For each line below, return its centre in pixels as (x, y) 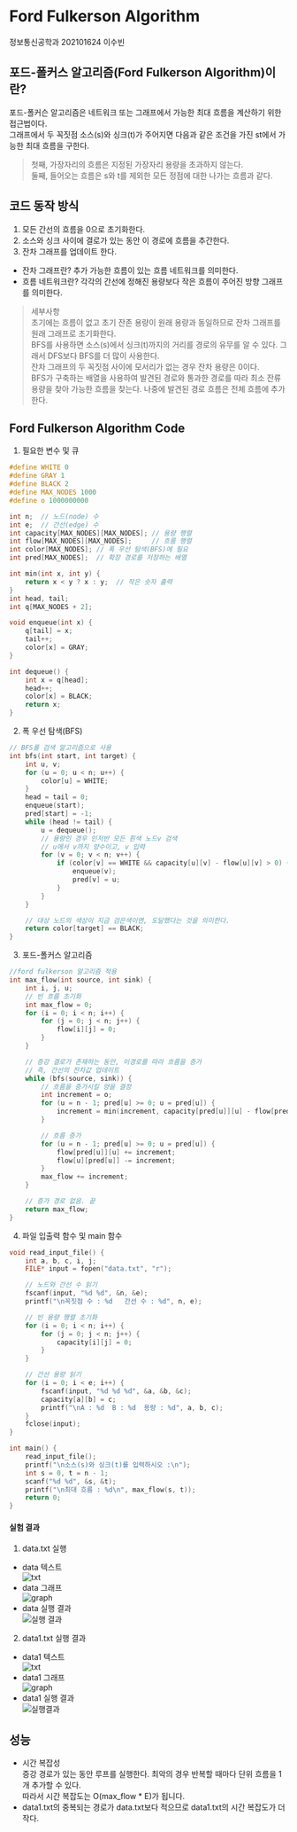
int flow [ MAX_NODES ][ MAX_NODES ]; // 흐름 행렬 (101, 541)
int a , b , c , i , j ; (61, 1261)
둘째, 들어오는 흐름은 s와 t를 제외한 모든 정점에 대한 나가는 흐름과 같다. (152, 176)
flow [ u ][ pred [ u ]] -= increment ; (116, 1160)
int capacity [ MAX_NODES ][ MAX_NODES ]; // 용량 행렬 (101, 533)
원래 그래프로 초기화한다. (73, 333)
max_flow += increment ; (84, 1177)
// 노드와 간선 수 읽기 (61, 1285)
